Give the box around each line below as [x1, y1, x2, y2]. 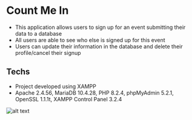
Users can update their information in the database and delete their [15, 43, 183, 50]
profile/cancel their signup [15, 49, 81, 56]
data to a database [15, 30, 62, 37]
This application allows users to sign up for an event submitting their [15, 24, 186, 31]
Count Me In [6, 4, 69, 17]
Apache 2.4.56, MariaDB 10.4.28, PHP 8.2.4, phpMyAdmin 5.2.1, [15, 89, 174, 96]
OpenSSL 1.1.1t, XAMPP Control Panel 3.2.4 [15, 95, 122, 103]
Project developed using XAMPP [15, 83, 97, 90]
